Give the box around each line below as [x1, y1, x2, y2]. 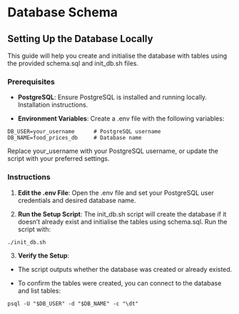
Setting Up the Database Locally [7, 33, 153, 45]
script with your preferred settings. [7, 155, 110, 163]
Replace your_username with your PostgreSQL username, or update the [7, 147, 219, 155]
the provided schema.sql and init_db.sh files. [7, 59, 139, 68]
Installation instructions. [17, 100, 88, 109]
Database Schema [7, 4, 118, 21]
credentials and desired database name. [17, 196, 137, 204]
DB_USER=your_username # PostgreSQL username [7, 128, 161, 135]
